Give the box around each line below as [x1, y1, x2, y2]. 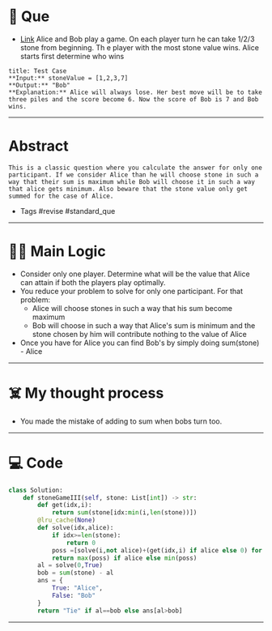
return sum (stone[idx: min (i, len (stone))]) [51, 509, 198, 517]
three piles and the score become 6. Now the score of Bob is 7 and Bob [8, 95, 259, 104]
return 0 [66, 539, 96, 547]
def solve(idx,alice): [37, 524, 114, 532]
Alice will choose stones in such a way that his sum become [32, 303, 233, 313]
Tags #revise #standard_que [19, 206, 116, 215]
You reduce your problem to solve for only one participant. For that [19, 286, 243, 296]
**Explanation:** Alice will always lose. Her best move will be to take [8, 88, 263, 96]
